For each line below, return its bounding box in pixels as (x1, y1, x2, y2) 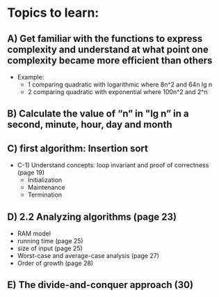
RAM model (17, 229, 51, 238)
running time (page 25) (17, 237, 83, 245)
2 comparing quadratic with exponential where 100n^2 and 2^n (27, 88, 208, 96)
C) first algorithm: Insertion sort (7, 142, 148, 154)
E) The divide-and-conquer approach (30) (7, 279, 193, 291)
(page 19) (17, 169, 45, 177)
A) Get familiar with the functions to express (7, 33, 203, 45)
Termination (27, 190, 63, 199)
